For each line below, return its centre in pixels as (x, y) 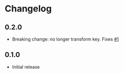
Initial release (26, 67)
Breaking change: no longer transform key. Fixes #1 (65, 39)
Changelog (28, 9)
